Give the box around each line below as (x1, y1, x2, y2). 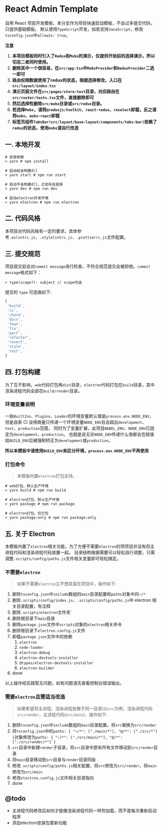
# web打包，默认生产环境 (5, 484, 49, 489)
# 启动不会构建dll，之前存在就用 (5, 182, 63, 187)
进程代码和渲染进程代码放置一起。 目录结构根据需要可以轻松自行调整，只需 (5, 549, 155, 555)
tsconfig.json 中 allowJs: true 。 (5, 32, 70, 38)
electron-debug (19, 650, 50, 656)
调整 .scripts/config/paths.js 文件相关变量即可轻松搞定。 (5, 555, 121, 561)
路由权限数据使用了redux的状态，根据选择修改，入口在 (12, 77, 122, 83)
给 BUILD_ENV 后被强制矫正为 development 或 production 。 (5, 437, 113, 443)
